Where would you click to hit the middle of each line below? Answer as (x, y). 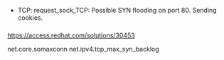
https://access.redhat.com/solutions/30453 (71, 35)
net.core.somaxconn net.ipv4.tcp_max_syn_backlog (84, 49)
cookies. (30, 18)
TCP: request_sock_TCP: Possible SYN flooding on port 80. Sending (117, 10)
